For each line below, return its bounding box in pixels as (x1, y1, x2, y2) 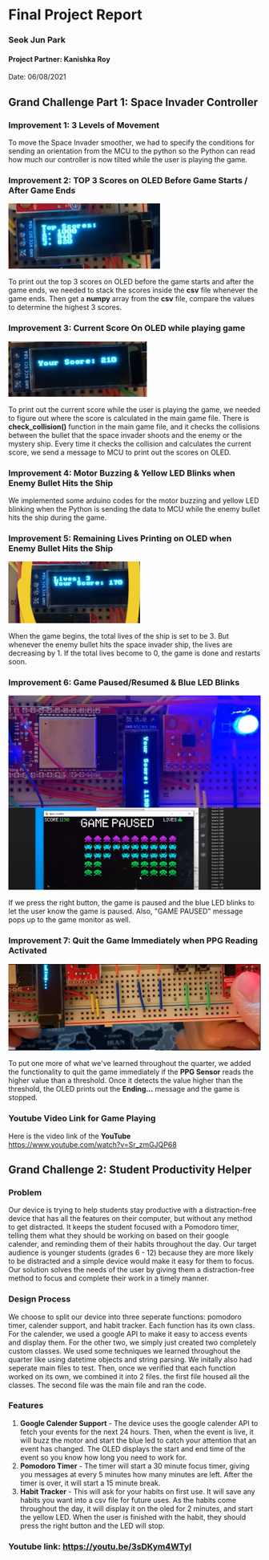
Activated (8, 945, 47, 957)
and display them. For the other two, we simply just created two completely (8, 1337, 257, 1347)
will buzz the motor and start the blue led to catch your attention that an (19, 1435, 257, 1445)
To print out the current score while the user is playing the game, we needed (8, 404, 261, 415)
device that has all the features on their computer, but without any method (8, 1214, 253, 1223)
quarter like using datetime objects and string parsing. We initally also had (8, 1354, 252, 1364)
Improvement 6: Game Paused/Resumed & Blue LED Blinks (8, 677, 240, 688)
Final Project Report (8, 6, 143, 24)
